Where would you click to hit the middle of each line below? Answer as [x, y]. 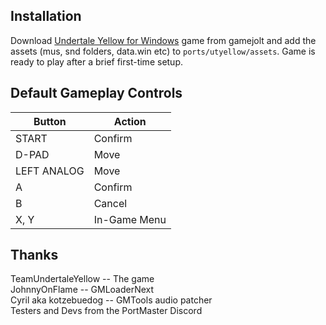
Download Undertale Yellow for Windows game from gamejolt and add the [163, 40]
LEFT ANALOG [50, 171]
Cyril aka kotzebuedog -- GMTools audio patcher [111, 300]
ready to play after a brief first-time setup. [97, 61]
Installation [46, 16]
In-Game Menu [130, 219]
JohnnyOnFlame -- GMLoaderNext [82, 290]
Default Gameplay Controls [96, 93]
